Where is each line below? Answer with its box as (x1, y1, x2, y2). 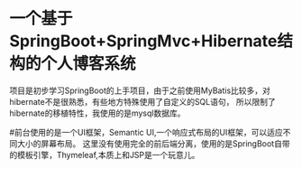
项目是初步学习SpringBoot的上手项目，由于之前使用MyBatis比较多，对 (9, 85, 270, 96)
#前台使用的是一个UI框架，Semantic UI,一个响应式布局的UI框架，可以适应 (9, 127, 283, 137)
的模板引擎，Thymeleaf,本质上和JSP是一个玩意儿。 (9, 149, 200, 160)
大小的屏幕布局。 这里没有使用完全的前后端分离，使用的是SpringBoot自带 (16, 137, 290, 149)
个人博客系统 (41, 53, 137, 74)
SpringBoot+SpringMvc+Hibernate (9, 31, 278, 52)
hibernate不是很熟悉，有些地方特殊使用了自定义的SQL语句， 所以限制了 (9, 96, 277, 107)
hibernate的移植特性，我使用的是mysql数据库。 (9, 108, 186, 118)
